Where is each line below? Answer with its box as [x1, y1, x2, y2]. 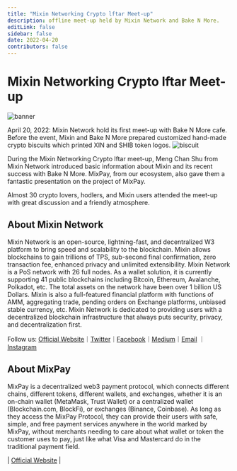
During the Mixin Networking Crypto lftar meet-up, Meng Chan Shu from [7, 154, 219, 163]
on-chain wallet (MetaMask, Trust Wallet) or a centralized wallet [7, 397, 194, 405]
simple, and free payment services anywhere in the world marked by [7, 419, 207, 428]
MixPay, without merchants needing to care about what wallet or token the [7, 427, 224, 436]
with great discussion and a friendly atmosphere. [7, 198, 150, 207]
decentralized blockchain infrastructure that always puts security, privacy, [7, 313, 223, 321]
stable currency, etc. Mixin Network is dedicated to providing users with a [7, 305, 223, 313]
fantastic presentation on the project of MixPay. [7, 177, 146, 185]
